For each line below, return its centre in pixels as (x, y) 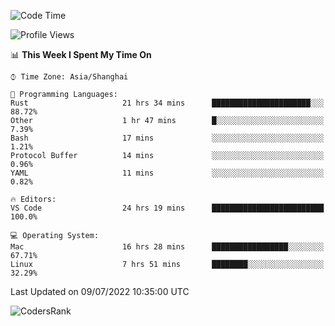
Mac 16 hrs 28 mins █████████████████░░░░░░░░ (167, 247)
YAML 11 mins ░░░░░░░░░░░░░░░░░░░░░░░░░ (167, 173)
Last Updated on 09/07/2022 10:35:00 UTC (100, 291)
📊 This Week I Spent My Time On (81, 54)
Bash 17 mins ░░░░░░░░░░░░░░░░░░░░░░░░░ (167, 138)
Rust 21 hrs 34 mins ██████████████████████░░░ (167, 103)
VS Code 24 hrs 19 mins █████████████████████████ (167, 208)
